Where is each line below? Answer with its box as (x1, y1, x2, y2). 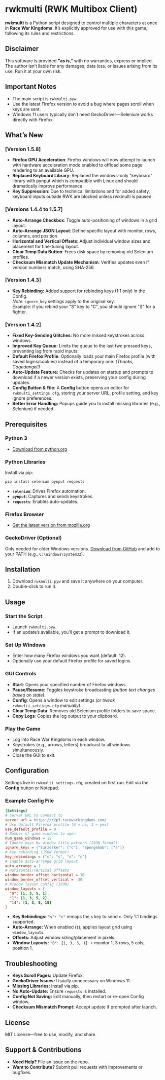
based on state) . (12, 692, 46, 698)
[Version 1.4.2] (5, 321, 41, 328)
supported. (12, 919, 35, 925)
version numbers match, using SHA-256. (12, 264, 95, 270)
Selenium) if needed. (12, 406, 55, 412)
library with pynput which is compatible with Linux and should (12, 178, 138, 184)
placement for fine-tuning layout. (12, 243, 80, 249)
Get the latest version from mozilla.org (12, 522, 90, 528)
